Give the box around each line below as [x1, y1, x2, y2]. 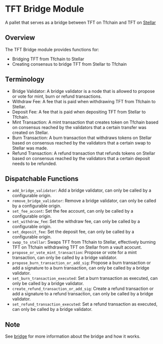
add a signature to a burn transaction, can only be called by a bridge [12, 265, 149, 271]
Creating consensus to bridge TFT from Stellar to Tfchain [12, 61, 127, 67]
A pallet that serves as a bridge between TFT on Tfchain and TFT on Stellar [5, 19, 156, 25]
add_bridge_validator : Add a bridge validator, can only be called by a [12, 187, 152, 193]
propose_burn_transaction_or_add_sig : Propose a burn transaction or [12, 260, 151, 266]
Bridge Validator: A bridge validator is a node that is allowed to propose [12, 88, 155, 94]
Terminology [5, 75, 45, 84]
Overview [5, 34, 36, 42]
